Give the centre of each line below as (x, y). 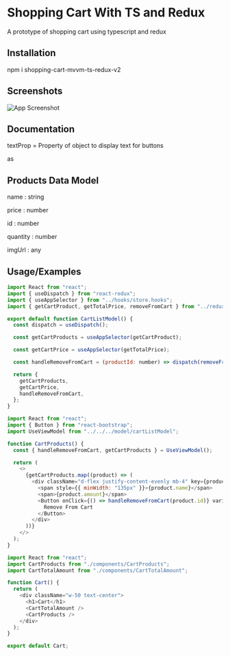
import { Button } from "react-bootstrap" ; (70, 425)
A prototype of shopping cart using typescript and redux (87, 31)
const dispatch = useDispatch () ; (61, 325)
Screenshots (35, 91)
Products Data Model (53, 180)
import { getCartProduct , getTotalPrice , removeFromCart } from (101, 306)
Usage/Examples (44, 272)
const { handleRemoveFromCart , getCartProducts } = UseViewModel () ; (113, 450)
